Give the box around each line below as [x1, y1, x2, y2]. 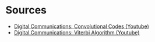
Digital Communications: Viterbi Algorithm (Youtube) [13, 29, 140, 36]
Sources [5, 3, 47, 17]
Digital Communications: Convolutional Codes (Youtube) [13, 23, 149, 30]
